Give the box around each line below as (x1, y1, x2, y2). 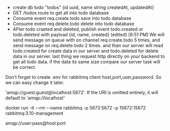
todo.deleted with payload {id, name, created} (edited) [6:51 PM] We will (12, 32, 165, 37)
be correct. (12, 64, 37, 70)
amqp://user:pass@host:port (5, 120, 66, 126)
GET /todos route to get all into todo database (12, 10, 109, 16)
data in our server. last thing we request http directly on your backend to (12, 53, 165, 59)
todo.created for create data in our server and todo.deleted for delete (12, 48, 159, 54)
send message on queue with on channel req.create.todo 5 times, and (12, 37, 160, 43)
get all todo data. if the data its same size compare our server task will (12, 59, 161, 64)
